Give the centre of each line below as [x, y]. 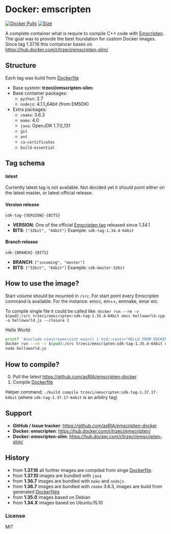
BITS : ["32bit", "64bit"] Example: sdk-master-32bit [69, 267]
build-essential [37, 148]
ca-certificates [37, 142]
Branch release [22, 242]
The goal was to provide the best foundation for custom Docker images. [81, 39]
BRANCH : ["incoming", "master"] [49, 262]
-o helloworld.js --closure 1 [37, 320]
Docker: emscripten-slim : [40, 436]
